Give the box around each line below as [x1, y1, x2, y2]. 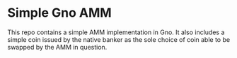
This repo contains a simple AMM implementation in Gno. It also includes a [7, 28, 225, 36]
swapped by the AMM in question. [7, 43, 108, 51]
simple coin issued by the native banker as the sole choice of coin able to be [7, 35, 231, 43]
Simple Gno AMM [7, 5, 112, 21]
